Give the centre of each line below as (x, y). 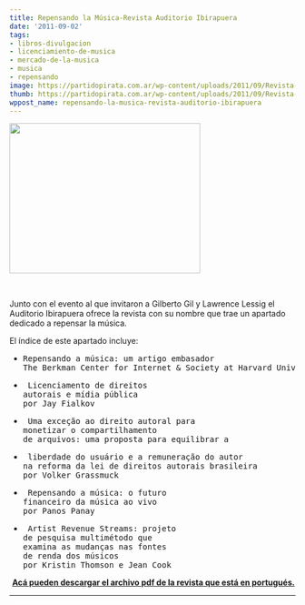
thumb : (22, 94)
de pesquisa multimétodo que (87, 538)
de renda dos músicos (71, 556)
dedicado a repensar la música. (68, 323)
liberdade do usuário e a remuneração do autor (135, 457)
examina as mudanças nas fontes (94, 547)
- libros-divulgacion (50, 43)
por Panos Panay (59, 511)
